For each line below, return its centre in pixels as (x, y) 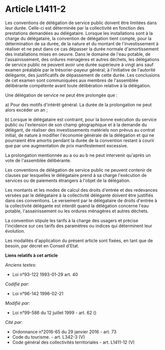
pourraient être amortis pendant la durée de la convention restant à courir (80, 140)
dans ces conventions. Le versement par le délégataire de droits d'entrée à (81, 200)
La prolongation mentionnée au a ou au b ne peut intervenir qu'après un (78, 155)
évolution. (15, 231)
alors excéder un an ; (27, 110)
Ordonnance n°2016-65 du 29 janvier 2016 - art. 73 (64, 332)
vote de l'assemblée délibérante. (38, 160)
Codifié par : (17, 284)
